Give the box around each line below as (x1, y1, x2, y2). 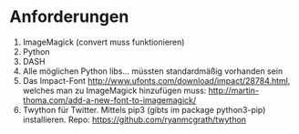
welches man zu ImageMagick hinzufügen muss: (22, 85, 207, 96)
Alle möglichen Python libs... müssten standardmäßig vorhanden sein (22, 66, 284, 77)
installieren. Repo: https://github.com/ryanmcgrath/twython (22, 114, 247, 125)
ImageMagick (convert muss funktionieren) (22, 36, 185, 47)
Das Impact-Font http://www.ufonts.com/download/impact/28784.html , (22, 75, 291, 86)
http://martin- (208, 85, 260, 96)
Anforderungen (9, 6, 129, 27)
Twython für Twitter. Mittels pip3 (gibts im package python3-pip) (22, 104, 266, 115)
